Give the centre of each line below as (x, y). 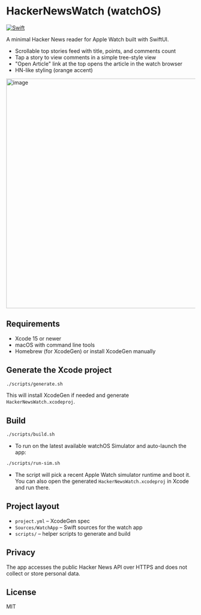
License (21, 592)
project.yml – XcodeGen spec (52, 521)
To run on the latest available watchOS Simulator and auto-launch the (101, 446)
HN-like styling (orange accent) (54, 70)
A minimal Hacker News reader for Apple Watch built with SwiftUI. (88, 39)
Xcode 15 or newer (38, 338)
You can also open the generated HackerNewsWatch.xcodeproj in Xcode (102, 481)
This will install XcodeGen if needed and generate (67, 395)
